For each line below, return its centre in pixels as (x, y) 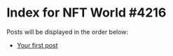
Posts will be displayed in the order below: (68, 32)
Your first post (37, 45)
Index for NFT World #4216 (86, 13)
